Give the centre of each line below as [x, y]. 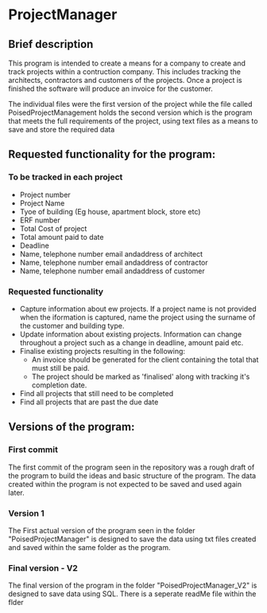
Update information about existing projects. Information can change [131, 334]
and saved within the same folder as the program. [89, 547]
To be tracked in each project [66, 177]
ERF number [40, 220]
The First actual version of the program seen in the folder [102, 530]
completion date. [59, 385]
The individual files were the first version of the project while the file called [130, 104]
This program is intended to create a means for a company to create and [127, 63]
